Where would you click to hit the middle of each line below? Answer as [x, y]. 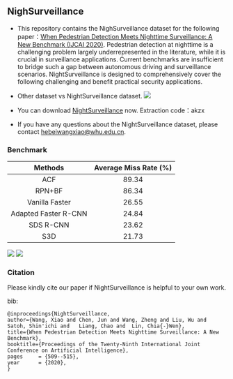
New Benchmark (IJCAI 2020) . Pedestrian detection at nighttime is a [115, 44]
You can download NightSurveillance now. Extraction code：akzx [111, 110]
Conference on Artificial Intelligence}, [68, 351]
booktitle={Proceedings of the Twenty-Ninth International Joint [104, 345]
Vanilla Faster [49, 202]
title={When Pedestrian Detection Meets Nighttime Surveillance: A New [113, 332]
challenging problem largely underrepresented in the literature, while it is [121, 52]
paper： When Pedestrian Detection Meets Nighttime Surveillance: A [115, 36]
